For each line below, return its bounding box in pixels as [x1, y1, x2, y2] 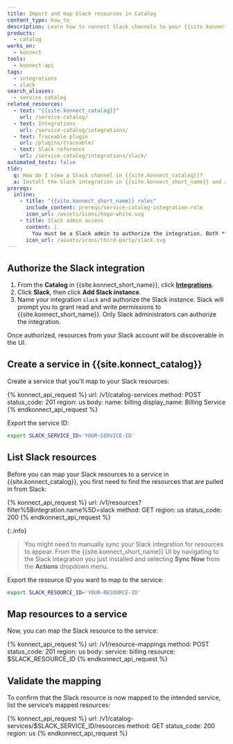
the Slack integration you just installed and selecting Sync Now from [24, 554, 221, 563]
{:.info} [7, 526, 27, 535]
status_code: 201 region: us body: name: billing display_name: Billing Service [7, 398, 226, 406]
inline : [13, 191, 36, 198]
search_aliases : [7, 88, 54, 95]
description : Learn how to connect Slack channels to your [7, 23, 182, 30]
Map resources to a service [7, 608, 128, 620]
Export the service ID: [7, 419, 69, 427]
